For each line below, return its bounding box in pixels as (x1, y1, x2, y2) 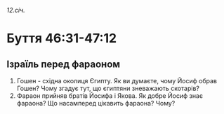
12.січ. (6, 6, 25, 14)
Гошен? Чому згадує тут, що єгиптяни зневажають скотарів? (16, 84, 200, 92)
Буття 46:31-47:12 (6, 31, 117, 46)
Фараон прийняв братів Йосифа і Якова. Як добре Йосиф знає (16, 92, 203, 100)
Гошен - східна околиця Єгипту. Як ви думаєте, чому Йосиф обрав (16, 77, 217, 85)
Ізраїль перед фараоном (6, 58, 121, 70)
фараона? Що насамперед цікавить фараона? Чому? (16, 99, 176, 107)
